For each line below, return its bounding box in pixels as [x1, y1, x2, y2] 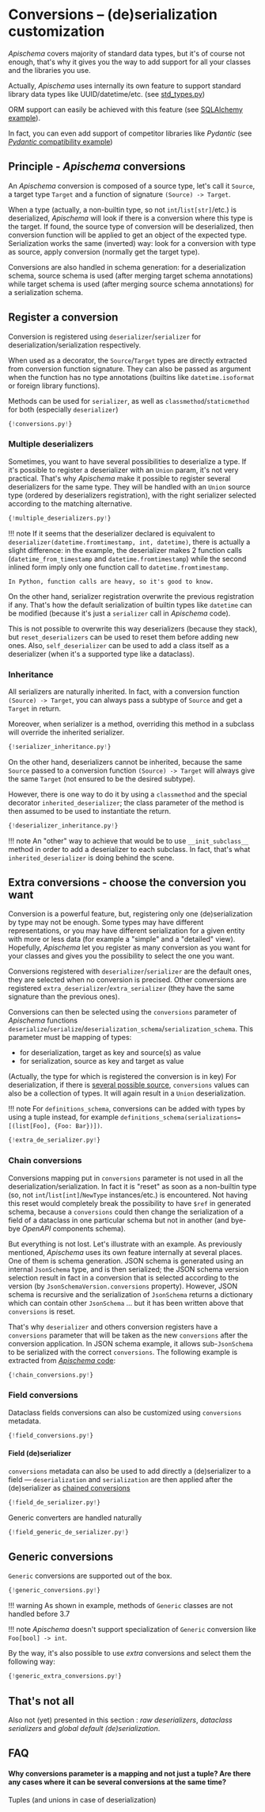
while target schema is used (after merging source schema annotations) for [8, 279, 255, 289]
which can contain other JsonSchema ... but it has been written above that [8, 1298, 244, 1307]
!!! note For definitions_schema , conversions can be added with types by [8, 1104, 245, 1114]
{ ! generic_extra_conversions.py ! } [8, 1672, 123, 1680]
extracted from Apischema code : [8, 1355, 116, 1365]
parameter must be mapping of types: [8, 1033, 132, 1042]
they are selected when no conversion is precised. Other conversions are [8, 975, 247, 985]
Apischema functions [8, 1015, 78, 1025]
